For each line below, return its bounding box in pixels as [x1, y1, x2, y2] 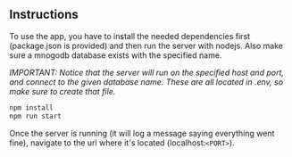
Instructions [9, 7, 79, 22]
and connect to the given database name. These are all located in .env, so [9, 76, 284, 87]
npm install [9, 103, 54, 112]
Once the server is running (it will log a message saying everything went [9, 128, 275, 138]
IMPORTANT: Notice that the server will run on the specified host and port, [9, 67, 284, 78]
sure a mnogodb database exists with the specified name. [9, 49, 222, 61]
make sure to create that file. [9, 86, 116, 96]
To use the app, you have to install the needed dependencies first [9, 30, 251, 41]
